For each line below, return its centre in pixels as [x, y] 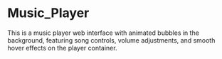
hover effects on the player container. [62, 48]
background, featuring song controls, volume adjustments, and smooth [111, 40]
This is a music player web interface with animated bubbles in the [103, 33]
